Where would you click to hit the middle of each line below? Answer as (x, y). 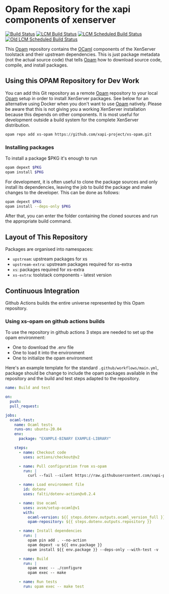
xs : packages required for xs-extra (48, 270)
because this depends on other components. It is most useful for (72, 114)
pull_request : (24, 406)
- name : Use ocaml (38, 503)
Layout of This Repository (47, 237)
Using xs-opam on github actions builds (55, 321)
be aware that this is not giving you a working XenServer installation (75, 109)
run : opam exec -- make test (54, 587)
